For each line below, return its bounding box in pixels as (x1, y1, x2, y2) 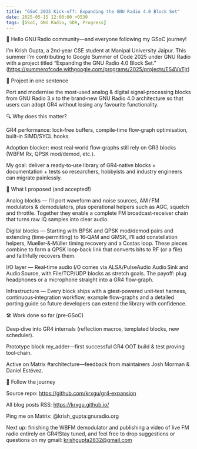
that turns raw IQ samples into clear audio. (6, 216, 109, 223)
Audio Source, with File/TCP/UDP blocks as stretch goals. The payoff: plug (6, 270, 187, 277)
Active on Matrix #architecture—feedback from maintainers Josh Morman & (6, 361, 190, 368)
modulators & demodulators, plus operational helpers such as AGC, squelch (6, 204, 189, 211)
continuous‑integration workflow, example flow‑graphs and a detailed (6, 294, 175, 301)
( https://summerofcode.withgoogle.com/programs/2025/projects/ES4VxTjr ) (6, 66, 190, 73)
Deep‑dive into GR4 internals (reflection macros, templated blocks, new (6, 325, 179, 332)
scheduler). (6, 332, 34, 339)
